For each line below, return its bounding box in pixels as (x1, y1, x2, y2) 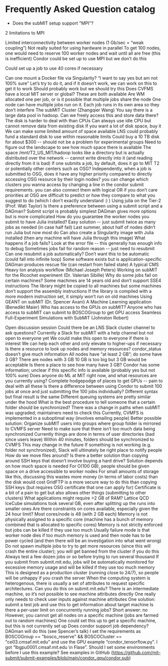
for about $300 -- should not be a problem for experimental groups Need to (5, 139, 161, 145)
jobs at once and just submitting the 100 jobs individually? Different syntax (5, 388, 158, 394)
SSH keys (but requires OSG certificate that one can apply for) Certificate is (5, 484, 161, 490)
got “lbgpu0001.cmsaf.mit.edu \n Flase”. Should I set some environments (5, 644, 155, 650)
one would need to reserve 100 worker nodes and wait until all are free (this (5, 50, 161, 56)
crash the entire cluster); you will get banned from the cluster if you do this (5, 548, 159, 554)
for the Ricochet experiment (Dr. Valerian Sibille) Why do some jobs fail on (5, 272, 157, 278)
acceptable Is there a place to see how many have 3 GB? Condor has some (5, 362, 160, 368)
